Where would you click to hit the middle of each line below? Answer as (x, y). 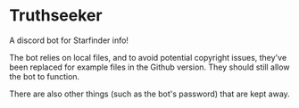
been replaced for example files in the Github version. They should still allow (149, 67)
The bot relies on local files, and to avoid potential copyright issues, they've (148, 57)
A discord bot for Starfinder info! (69, 40)
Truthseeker (56, 16)
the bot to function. (45, 76)
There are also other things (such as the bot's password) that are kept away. (149, 94)
